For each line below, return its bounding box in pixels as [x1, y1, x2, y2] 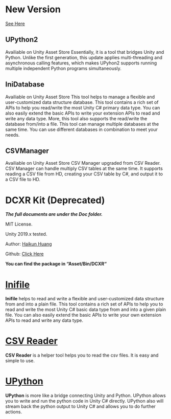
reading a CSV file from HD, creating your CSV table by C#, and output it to [5, 171, 163, 177]
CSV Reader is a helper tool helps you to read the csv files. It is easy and [5, 352, 159, 359]
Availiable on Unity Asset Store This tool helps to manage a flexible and [5, 94, 155, 100]
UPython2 [5, 35, 38, 44]
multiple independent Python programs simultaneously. [5, 65, 121, 71]
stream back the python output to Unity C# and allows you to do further [5, 403, 156, 410]
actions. [5, 409, 22, 415]
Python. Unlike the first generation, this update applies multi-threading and [5, 54, 162, 60]
